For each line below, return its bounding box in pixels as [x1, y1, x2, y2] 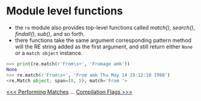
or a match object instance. [14, 49, 83, 56]
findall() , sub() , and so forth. [14, 30, 85, 37]
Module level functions [6, 4, 123, 18]
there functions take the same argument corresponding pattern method [14, 36, 192, 44]
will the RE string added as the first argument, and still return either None [14, 43, 193, 50]
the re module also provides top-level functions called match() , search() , [14, 24, 195, 31]
